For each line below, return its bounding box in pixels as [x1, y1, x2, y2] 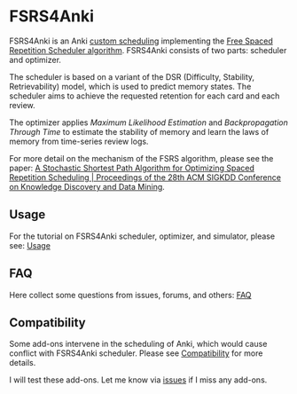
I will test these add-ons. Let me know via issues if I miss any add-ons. [9, 374, 268, 385]
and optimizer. [9, 54, 62, 65]
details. [9, 358, 36, 368]
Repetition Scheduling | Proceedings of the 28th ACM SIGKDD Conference [9, 171, 282, 183]
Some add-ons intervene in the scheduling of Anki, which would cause [9, 339, 268, 350]
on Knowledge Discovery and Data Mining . [9, 181, 166, 192]
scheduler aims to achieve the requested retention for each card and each [9, 91, 280, 101]
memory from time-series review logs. [9, 136, 149, 146]
